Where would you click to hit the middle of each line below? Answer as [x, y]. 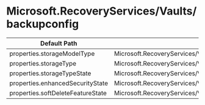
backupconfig [43, 24]
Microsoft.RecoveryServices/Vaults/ [102, 11]
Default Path [59, 43]
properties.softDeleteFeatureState [58, 93]
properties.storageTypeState [50, 73]
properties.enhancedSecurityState [59, 83]
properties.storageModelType [52, 53]
